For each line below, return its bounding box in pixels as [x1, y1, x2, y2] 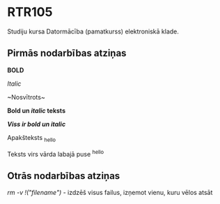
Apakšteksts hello [7, 133, 56, 143]
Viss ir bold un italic [7, 120, 66, 128]
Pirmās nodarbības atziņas [7, 47, 127, 59]
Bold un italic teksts [7, 106, 66, 115]
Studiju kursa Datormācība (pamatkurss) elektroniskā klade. [7, 27, 180, 36]
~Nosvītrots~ [7, 93, 45, 101]
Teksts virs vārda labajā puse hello [7, 148, 104, 158]
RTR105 [7, 4, 53, 20]
